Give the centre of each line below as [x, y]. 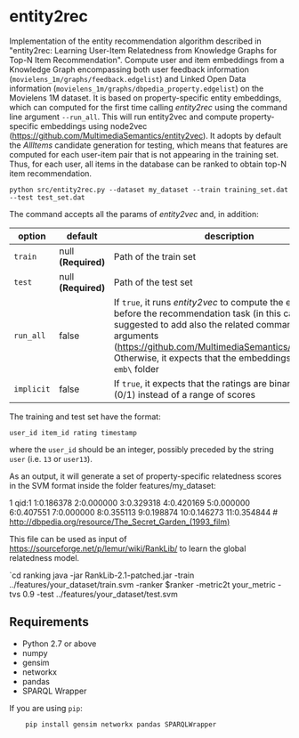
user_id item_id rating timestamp [73, 433]
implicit [32, 389]
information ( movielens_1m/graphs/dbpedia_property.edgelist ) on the [137, 88]
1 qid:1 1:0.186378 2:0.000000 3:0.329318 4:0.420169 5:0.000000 [130, 503]
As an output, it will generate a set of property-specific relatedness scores [145, 476]
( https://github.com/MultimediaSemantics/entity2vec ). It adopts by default [145, 135]
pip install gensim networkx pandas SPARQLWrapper [121, 724]
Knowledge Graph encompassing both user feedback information [129, 69]
